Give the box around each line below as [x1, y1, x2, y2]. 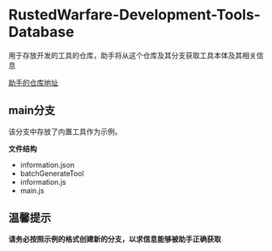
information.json [19, 160, 75, 169]
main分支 [8, 103, 56, 118]
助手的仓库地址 [8, 77, 58, 87]
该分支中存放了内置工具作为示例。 [8, 127, 122, 136]
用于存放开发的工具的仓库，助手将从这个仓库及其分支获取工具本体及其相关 [8, 50, 257, 60]
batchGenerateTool [19, 168, 84, 178]
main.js [19, 186, 45, 195]
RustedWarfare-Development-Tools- [8, 6, 261, 24]
